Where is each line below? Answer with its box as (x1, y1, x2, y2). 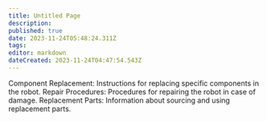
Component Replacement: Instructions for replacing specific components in (8, 78, 260, 88)
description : (8, 19, 52, 27)
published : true (8, 26, 63, 34)
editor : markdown (8, 49, 67, 57)
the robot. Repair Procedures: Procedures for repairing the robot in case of (8, 87, 256, 96)
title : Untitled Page (8, 11, 81, 20)
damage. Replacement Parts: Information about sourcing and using (8, 95, 231, 105)
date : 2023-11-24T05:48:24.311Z (8, 34, 117, 42)
